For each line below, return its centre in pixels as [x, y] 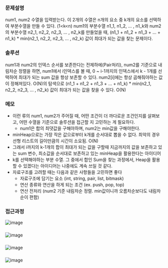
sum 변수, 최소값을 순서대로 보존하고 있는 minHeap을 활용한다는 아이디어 [89, 153]
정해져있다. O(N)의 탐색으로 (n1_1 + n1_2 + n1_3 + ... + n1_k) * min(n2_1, [81, 83]
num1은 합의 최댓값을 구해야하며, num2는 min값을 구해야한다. [80, 128]
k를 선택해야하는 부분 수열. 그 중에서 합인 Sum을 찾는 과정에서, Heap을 [81, 159]
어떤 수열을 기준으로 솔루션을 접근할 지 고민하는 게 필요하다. [77, 122]
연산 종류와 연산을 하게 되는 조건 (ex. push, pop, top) [72, 184]
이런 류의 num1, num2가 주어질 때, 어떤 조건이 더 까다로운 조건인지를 [79, 116]
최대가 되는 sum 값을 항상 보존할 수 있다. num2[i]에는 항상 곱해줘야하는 [88, 77]
